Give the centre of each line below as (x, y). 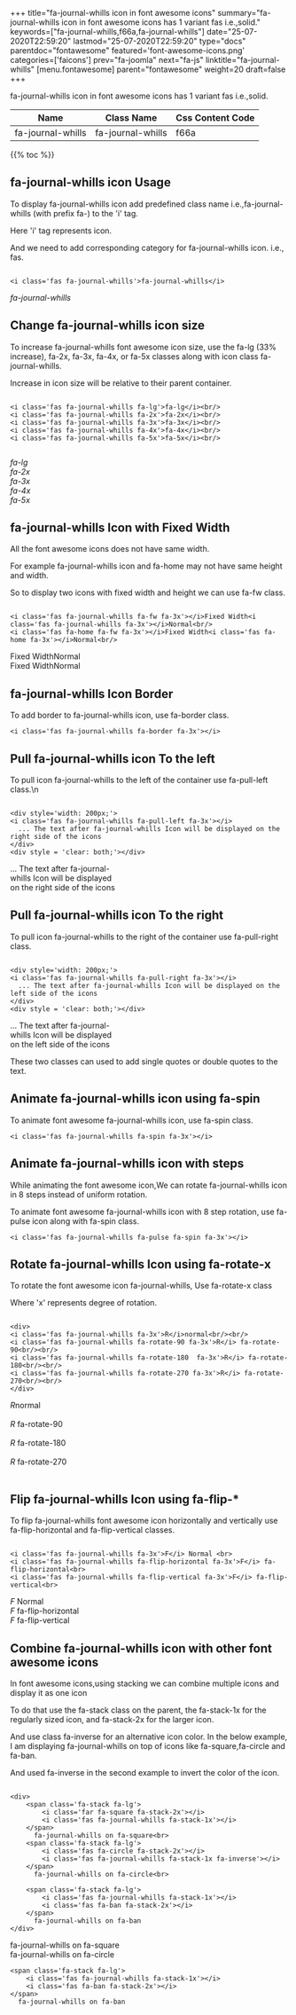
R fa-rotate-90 (36, 1424)
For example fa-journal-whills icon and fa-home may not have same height (146, 566)
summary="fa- (244, 13)
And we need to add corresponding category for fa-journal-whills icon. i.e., (147, 247)
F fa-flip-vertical (40, 1620)
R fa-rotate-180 (38, 1443)
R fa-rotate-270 (39, 1462)
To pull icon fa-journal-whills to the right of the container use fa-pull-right (144, 937)
